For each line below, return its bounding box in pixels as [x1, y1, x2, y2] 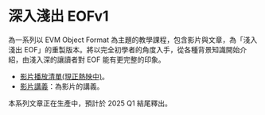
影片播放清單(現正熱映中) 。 [19, 71, 110, 81]
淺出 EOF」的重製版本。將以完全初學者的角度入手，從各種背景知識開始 [8, 44, 240, 54]
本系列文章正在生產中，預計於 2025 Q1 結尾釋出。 [8, 98, 173, 108]
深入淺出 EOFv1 [8, 7, 109, 25]
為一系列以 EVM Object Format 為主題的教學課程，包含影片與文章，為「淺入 [8, 35, 258, 44]
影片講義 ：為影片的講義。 [19, 81, 104, 91]
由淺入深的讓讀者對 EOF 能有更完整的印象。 [21, 55, 166, 64]
